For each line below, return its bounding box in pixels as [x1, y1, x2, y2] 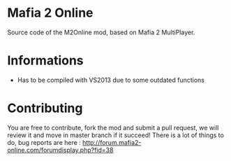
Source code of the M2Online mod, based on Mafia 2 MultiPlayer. [7, 28, 195, 36]
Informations [7, 52, 84, 69]
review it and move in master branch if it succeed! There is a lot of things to [7, 131, 225, 139]
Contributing [7, 100, 83, 116]
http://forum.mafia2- [82, 138, 142, 146]
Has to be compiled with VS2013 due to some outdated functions [17, 76, 204, 84]
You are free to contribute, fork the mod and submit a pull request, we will [7, 123, 219, 132]
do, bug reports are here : [7, 138, 82, 146]
